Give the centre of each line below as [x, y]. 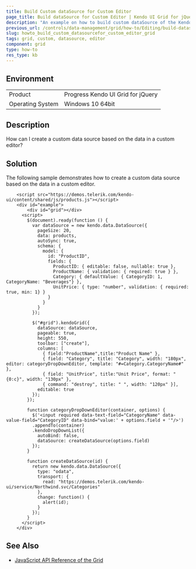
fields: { [60, 261]
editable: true [56, 390]
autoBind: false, [58, 436]
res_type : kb [22, 55]
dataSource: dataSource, [67, 328]
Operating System [34, 104]
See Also [22, 546]
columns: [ [50, 349]
